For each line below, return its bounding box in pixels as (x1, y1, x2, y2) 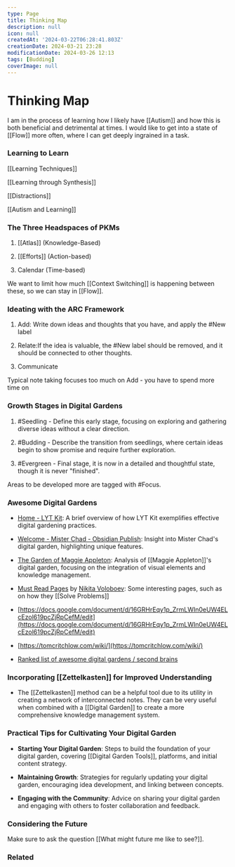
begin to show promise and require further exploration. (17, 445, 176, 454)
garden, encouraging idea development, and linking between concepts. (17, 780, 224, 788)
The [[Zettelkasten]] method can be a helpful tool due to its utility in (17, 689, 213, 697)
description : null (7, 23, 61, 30)
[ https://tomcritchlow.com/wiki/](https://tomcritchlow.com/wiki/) (17, 642, 203, 650)
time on (7, 383, 29, 392)
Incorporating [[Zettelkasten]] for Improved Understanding (7, 672, 213, 682)
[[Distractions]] (7, 191, 51, 200)
